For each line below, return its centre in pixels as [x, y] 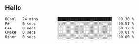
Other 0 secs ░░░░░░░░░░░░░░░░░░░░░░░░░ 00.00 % [69, 37]
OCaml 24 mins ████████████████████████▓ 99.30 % [69, 19]
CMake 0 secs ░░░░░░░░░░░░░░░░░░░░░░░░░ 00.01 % [69, 33]
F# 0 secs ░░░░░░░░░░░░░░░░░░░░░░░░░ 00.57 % [69, 24]
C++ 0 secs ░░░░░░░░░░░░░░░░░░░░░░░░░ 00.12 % [69, 28]
